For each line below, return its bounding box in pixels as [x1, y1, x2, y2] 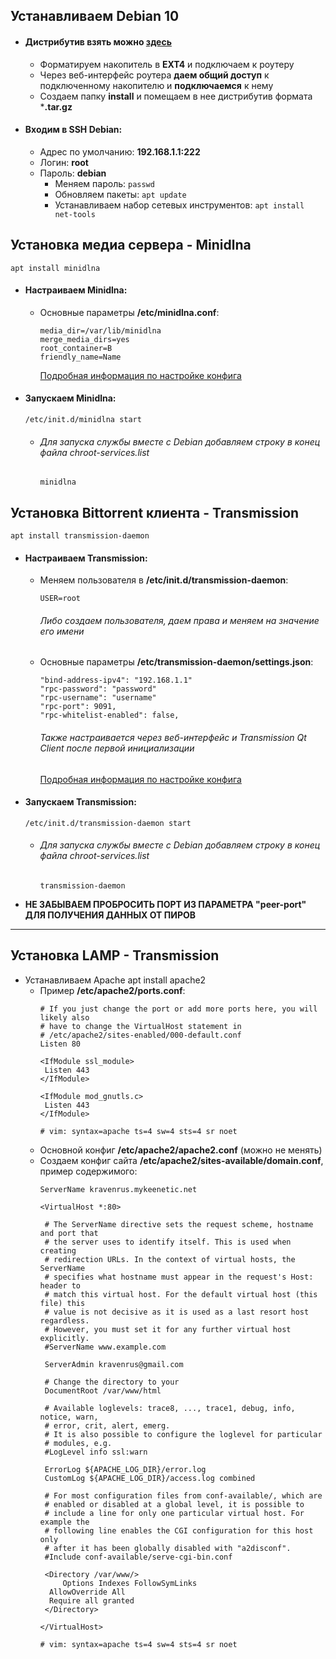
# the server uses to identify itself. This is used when [44, 1237, 292, 1247]
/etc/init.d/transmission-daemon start [24, 818, 192, 828]
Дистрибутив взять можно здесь [24, 35, 172, 48]
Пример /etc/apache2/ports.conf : [39, 984, 186, 996]
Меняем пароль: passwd [54, 177, 155, 189]
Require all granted [48, 1595, 135, 1606]
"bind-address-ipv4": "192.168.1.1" [39, 675, 193, 686]
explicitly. [39, 1333, 90, 1343]
